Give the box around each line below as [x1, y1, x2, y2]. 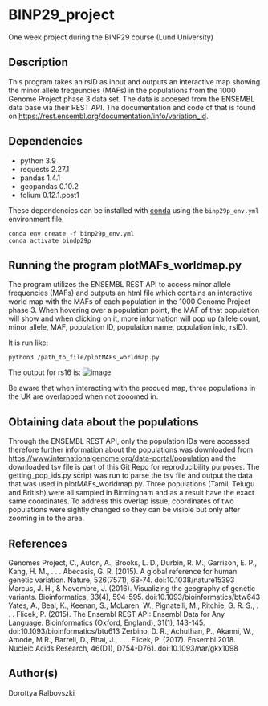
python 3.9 [19, 155, 56, 166]
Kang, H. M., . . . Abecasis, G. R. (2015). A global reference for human [8, 567, 238, 576]
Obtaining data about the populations [8, 415, 199, 429]
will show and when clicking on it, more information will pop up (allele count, [8, 314, 261, 323]
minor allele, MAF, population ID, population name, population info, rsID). [8, 322, 248, 332]
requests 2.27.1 [19, 164, 70, 174]
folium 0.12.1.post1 [19, 190, 79, 199]
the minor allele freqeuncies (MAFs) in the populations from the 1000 [8, 85, 236, 95]
